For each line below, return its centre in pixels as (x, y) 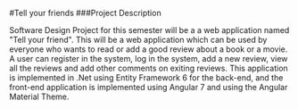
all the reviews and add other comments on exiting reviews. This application (149, 68)
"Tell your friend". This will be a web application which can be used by (138, 40)
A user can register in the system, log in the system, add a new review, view (149, 59)
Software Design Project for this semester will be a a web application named (149, 30)
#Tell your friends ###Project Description (86, 13)
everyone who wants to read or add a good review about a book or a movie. (149, 49)
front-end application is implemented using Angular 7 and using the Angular (149, 87)
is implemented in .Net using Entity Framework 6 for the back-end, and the (146, 78)
